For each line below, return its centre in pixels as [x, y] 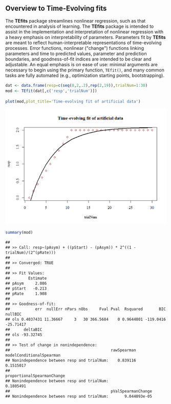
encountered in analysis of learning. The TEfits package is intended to [80, 26]
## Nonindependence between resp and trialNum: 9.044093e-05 [79, 397]
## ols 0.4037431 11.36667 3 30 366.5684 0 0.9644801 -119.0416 [86, 320]
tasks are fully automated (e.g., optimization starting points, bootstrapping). [85, 75]
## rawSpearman [71, 350]
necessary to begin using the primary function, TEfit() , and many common [85, 70]
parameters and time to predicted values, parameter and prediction [76, 53]
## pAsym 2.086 [26, 284]
